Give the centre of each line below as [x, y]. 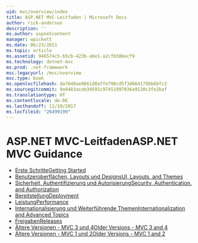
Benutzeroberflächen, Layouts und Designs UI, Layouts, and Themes [99, 177]
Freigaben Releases [39, 221]
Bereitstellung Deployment [47, 196]
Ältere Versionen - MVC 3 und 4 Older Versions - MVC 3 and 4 [91, 227]
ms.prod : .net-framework [37, 67]
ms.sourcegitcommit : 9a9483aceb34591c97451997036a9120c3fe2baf [87, 90]
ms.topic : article [29, 51]
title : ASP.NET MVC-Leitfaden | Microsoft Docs [67, 17]
